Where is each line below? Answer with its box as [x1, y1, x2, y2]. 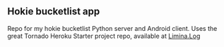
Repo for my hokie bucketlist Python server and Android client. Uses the [7, 24, 218, 32]
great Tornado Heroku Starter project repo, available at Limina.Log [7, 32, 201, 40]
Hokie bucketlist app [7, 6, 100, 18]
